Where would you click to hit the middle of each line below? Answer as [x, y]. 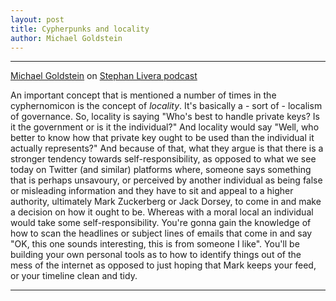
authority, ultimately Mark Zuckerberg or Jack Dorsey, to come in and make [166, 202]
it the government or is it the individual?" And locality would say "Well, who [165, 127]
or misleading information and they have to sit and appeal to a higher [152, 191]
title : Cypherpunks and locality [80, 29]
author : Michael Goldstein [66, 38]
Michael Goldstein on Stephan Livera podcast [104, 76]
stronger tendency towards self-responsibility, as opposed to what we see [163, 159]
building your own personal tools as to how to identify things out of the [156, 255]
